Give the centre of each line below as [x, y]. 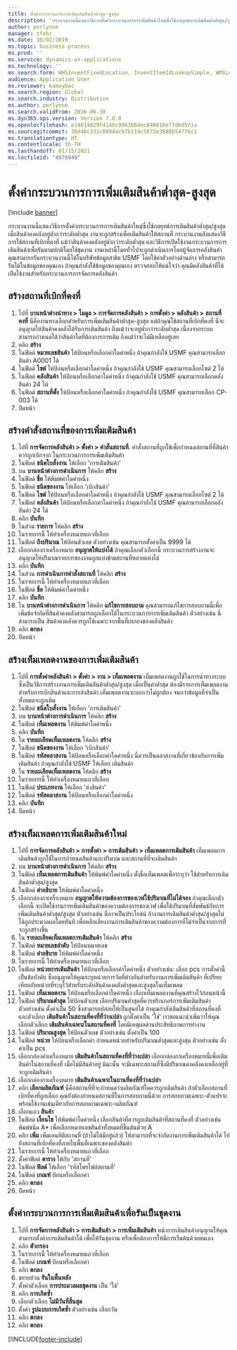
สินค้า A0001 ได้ [38, 360]
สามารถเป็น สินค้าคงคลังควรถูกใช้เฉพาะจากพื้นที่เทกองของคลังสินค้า [95, 621]
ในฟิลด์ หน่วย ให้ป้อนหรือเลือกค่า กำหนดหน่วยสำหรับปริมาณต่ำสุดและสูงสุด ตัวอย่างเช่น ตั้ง [122, 1041]
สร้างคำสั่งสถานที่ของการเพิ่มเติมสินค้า [72, 431]
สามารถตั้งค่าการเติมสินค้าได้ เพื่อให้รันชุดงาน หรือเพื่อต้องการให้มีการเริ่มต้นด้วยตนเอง [116, 1237]
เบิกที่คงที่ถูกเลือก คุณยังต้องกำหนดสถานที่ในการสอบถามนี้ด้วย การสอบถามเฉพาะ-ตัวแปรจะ [123, 1096]
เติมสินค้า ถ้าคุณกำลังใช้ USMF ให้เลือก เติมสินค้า [76, 764]
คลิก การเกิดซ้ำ [35, 1293]
